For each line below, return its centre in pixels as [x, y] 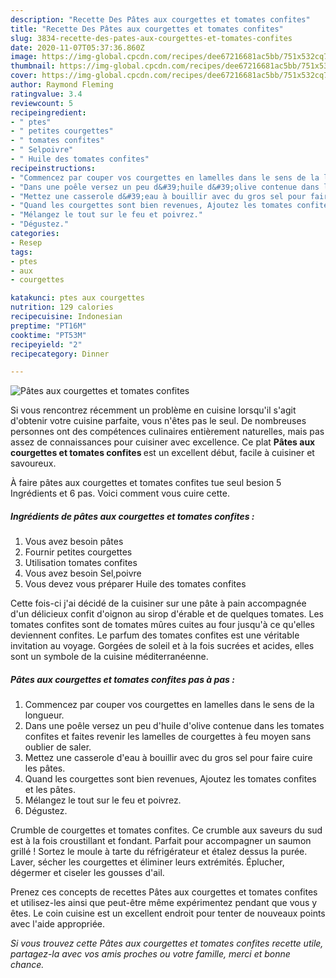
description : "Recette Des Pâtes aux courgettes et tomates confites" [160, 19]
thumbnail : [33, 66]
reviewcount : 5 [42, 103]
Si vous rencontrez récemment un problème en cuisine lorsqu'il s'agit [153, 410]
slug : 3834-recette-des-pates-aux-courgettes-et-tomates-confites [151, 38]
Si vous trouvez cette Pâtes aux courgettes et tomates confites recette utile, [167, 943]
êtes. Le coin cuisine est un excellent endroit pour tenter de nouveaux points [168, 913]
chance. [27, 965]
